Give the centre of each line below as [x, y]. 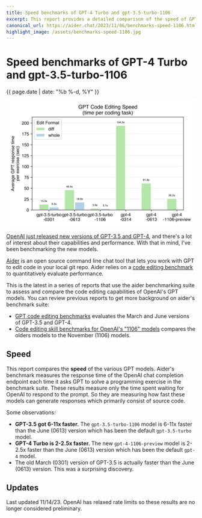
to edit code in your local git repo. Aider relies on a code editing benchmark [100, 267]
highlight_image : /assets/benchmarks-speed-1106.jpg [74, 32]
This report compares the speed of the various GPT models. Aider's [90, 369]
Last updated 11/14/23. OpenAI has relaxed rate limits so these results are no [101, 502]
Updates [23, 488]
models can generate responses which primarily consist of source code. [96, 401]
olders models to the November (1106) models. [73, 335]
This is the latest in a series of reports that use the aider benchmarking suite [101, 285]
